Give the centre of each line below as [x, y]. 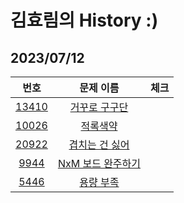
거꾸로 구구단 [99, 107]
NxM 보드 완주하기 [99, 163]
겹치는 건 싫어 [99, 144]
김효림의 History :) [84, 20]
